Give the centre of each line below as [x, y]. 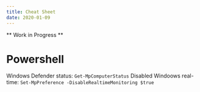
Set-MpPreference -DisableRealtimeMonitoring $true [87, 83]
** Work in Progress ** [35, 34]
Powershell [35, 59]
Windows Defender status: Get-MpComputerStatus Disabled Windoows [94, 76]
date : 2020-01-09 [28, 18]
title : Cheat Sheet [31, 12]
